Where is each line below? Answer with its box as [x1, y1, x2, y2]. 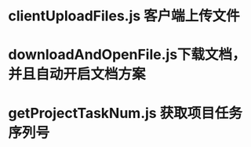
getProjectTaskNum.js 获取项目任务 [8, 104, 243, 122]
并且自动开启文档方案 [8, 66, 147, 83]
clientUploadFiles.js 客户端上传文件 [8, 7, 241, 25]
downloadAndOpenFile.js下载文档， [8, 46, 246, 63]
